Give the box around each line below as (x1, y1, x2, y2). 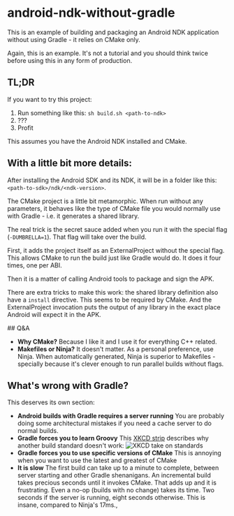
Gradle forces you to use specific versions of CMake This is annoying (17, 449, 221, 457)
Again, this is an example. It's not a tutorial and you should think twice (7, 49, 208, 57)
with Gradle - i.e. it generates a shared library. (7, 212, 140, 220)
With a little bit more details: (7, 157, 133, 169)
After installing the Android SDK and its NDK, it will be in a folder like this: (7, 176, 217, 184)
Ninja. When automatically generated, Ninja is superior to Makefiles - (17, 352, 216, 360)
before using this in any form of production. (7, 56, 133, 64)
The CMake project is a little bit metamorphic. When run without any (7, 197, 204, 205)
